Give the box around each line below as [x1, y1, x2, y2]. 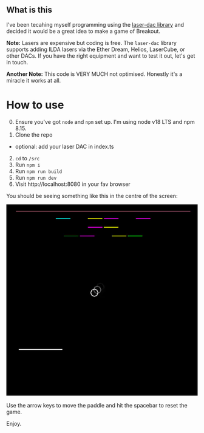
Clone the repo [15, 131, 53, 138]
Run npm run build [15, 167, 63, 175]
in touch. [6, 58, 29, 66]
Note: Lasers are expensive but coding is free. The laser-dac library [6, 39, 177, 46]
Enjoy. [6, 420, 22, 427]
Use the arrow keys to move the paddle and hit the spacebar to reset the [6, 401, 188, 409]
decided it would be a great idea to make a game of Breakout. [6, 27, 161, 35]
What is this [6, 5, 53, 15]
